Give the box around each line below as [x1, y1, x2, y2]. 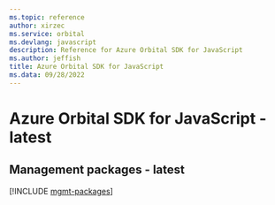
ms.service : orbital [9, 29, 86, 38]
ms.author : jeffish [9, 54, 81, 63]
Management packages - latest [9, 163, 186, 178]
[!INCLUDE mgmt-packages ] [9, 186, 113, 196]
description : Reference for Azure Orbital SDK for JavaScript [9, 46, 243, 55]
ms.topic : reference [9, 12, 86, 22]
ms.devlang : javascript [9, 37, 97, 47]
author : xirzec [9, 21, 65, 30]
